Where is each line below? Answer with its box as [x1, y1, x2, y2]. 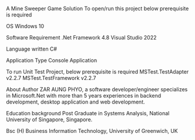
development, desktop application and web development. [6, 98, 145, 105]
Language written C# [6, 45, 58, 52]
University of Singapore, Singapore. [6, 116, 93, 123]
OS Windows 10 [6, 23, 45, 29]
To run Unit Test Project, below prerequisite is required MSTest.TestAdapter [6, 68, 189, 75]
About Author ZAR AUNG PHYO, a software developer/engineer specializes [6, 86, 188, 93]
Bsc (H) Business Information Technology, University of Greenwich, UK [6, 128, 178, 134]
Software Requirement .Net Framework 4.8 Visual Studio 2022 [6, 34, 157, 41]
